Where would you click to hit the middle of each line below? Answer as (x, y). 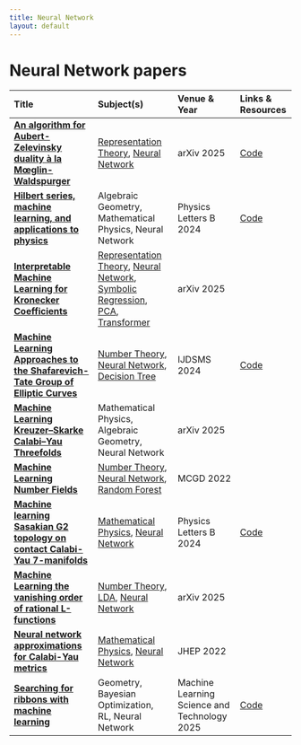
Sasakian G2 (41, 527)
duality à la (38, 159)
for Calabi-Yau (46, 657)
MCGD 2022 (204, 478)
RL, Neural (120, 716)
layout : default (39, 26)
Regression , (123, 300)
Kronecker (37, 300)
